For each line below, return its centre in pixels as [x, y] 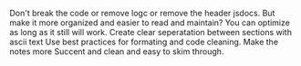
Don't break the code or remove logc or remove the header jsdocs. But [142, 13]
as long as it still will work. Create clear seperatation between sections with [150, 32]
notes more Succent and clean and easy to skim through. [117, 52]
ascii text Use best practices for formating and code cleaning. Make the [144, 42]
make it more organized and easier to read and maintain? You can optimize [150, 23]
